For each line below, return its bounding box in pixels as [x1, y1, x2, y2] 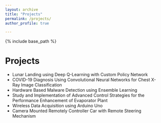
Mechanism [12, 113, 36, 119]
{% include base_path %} [5, 39, 57, 44]
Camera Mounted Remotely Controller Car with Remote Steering [12, 108, 142, 114]
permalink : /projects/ [5, 16, 51, 21]
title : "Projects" [5, 12, 43, 17]
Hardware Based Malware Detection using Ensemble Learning [12, 87, 138, 93]
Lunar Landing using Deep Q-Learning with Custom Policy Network [12, 72, 148, 78]
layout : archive [5, 7, 38, 12]
